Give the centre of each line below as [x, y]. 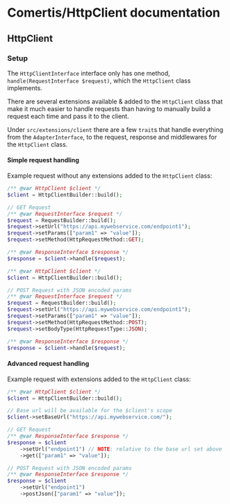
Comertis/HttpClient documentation [114, 13]
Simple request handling [43, 160]
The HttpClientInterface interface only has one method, [89, 73]
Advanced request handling [48, 364]
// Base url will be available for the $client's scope [90, 411]
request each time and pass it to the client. [68, 116]
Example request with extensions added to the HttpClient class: [99, 379]
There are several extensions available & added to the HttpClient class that [115, 101]
